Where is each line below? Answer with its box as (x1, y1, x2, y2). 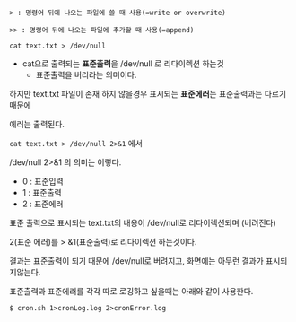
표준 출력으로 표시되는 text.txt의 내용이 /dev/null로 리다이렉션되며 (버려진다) (9, 218, 276, 228)
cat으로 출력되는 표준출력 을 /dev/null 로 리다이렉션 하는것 (22, 58, 224, 69)
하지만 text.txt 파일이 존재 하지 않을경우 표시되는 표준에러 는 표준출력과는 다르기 (9, 89, 287, 99)
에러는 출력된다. (9, 119, 65, 129)
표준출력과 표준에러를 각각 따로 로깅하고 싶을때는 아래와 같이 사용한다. (9, 286, 254, 296)
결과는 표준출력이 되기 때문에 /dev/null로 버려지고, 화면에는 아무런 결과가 (9, 256, 265, 266)
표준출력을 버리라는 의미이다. (35, 70, 137, 80)
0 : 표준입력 (22, 176, 65, 187)
